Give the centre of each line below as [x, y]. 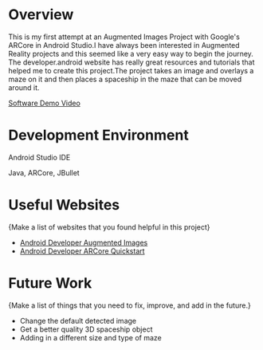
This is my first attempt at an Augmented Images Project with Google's [124, 37]
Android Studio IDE [39, 157]
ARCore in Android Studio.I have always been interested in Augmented [124, 45]
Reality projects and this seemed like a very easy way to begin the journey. [131, 53]
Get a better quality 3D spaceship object [86, 329]
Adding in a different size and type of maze [90, 337]
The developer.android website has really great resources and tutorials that [131, 62]
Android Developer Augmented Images [84, 242]
